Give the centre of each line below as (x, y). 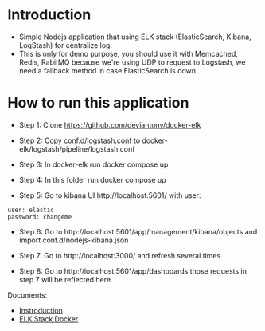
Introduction (49, 15)
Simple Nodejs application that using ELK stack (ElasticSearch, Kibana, (135, 37)
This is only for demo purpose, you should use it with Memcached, (128, 53)
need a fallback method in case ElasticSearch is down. (108, 70)
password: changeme (40, 217)
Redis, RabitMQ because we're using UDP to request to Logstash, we (132, 62)
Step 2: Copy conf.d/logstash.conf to (80, 140)
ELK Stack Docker (49, 319)
